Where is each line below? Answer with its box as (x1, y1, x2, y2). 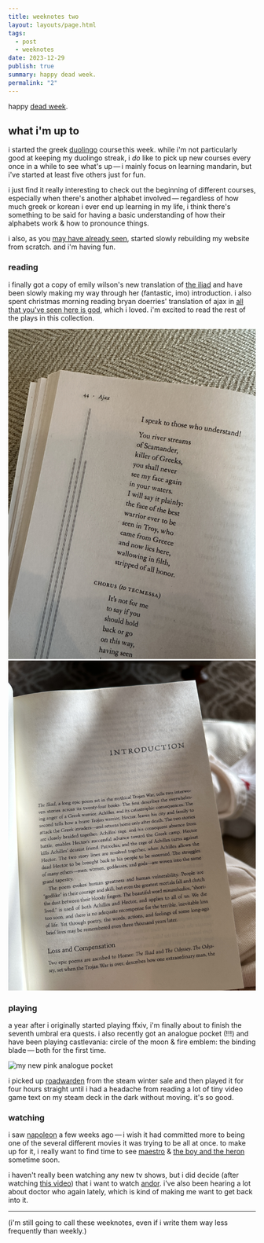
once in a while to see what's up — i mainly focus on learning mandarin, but (8, 162, 252, 171)
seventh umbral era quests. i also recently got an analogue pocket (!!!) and (8, 1029, 249, 1039)
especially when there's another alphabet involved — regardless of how (8, 193, 240, 203)
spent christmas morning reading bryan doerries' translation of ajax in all (8, 296, 244, 306)
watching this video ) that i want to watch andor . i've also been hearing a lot (8, 1179, 251, 1188)
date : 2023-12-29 (8, 54, 65, 62)
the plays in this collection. (8, 313, 94, 322)
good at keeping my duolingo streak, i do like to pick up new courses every (8, 153, 251, 163)
